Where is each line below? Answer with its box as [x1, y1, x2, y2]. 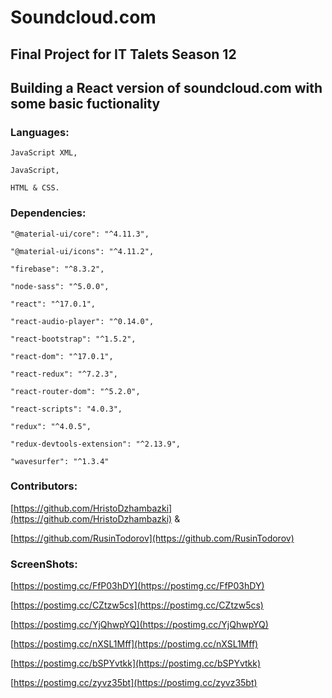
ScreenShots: [10, 557, 78, 571]
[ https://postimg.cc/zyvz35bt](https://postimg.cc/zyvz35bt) [10, 677, 258, 689]
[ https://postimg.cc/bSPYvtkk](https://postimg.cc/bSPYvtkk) [10, 657, 262, 670]
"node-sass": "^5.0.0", [10, 281, 110, 291]
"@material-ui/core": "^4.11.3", [10, 229, 150, 239]
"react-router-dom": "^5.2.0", [10, 386, 141, 396]
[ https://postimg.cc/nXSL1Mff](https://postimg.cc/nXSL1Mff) [10, 638, 259, 650]
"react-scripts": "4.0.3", [10, 404, 123, 414]
